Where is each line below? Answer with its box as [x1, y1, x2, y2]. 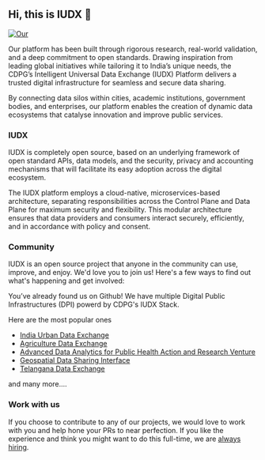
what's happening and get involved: [8, 276, 125, 285]
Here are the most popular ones [8, 315, 112, 325]
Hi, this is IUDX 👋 [8, 8, 92, 21]
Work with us [8, 399, 61, 410]
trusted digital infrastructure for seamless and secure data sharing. [8, 77, 227, 87]
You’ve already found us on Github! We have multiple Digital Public [8, 292, 225, 301]
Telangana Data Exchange [19, 364, 105, 374]
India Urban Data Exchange [19, 330, 109, 340]
